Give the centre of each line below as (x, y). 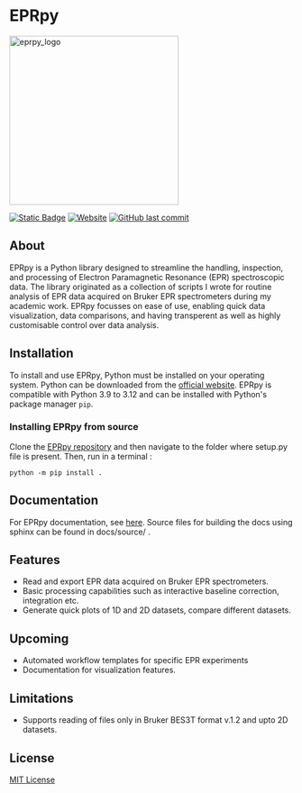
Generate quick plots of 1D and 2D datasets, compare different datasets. (156, 610)
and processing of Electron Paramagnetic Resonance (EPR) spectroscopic (147, 277)
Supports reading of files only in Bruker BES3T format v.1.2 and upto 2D (155, 720)
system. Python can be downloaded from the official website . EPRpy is (141, 385)
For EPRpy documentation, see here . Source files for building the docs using (151, 522)
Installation (41, 354)
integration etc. (50, 601)
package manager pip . (51, 404)
